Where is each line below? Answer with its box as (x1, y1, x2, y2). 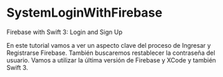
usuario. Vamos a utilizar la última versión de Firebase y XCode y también (6, 55, 216, 64)
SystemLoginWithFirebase (6, 5, 163, 21)
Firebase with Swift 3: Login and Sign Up (6, 28, 123, 36)
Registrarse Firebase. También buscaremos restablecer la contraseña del (6, 49, 215, 57)
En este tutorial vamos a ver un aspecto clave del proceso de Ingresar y (6, 41, 211, 49)
